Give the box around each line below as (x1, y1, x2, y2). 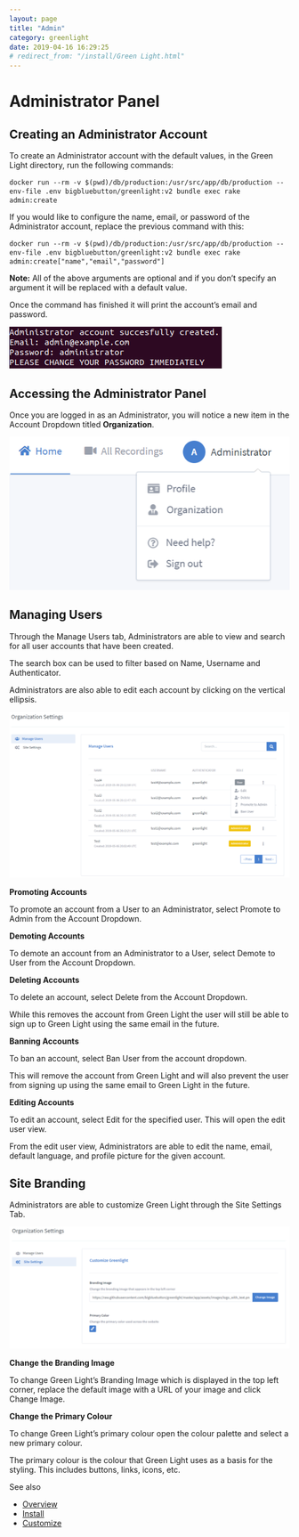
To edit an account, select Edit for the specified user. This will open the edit (9, 1114, 286, 1125)
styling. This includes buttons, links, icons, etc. (9, 1464, 181, 1475)
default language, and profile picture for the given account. (9, 1150, 226, 1161)
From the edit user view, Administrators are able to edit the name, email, (9, 1141, 273, 1151)
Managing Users (9, 607, 103, 622)
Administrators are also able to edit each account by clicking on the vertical (9, 684, 287, 695)
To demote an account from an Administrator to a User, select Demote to (9, 947, 276, 958)
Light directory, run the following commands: (9, 160, 174, 171)
